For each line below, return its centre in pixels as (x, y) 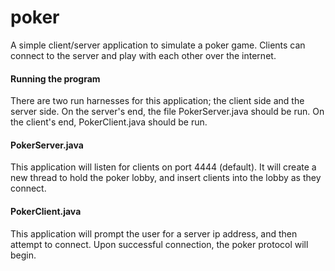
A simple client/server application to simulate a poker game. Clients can (158, 45)
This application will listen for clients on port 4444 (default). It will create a (163, 167)
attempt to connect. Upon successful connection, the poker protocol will (159, 244)
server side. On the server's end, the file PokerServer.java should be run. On (167, 112)
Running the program (55, 78)
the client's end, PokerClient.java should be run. (109, 122)
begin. (23, 255)
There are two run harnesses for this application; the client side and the (157, 101)
